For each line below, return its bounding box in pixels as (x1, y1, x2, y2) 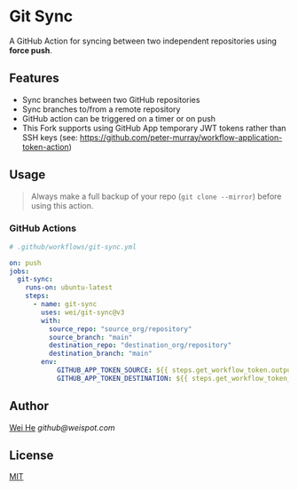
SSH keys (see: (21, 131, 78, 143)
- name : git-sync (32, 300, 98, 309)
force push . (9, 44, 53, 55)
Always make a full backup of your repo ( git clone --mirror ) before (30, 191, 282, 202)
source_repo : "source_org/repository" (48, 324, 192, 334)
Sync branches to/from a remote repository (21, 104, 181, 115)
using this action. (30, 200, 94, 210)
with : (41, 316, 62, 325)
